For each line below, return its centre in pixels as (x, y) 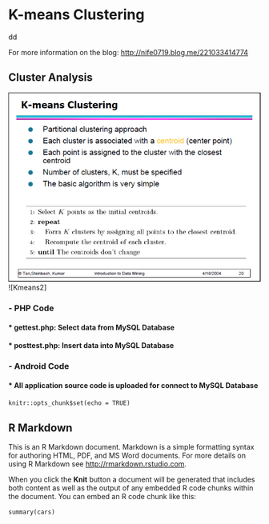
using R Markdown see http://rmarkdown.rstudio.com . (97, 464)
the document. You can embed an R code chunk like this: (102, 497)
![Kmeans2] (28, 288)
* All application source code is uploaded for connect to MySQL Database (133, 385)
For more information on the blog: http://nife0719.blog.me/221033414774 (128, 52)
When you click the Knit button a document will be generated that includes (132, 480)
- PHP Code (31, 308)
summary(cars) (32, 512)
